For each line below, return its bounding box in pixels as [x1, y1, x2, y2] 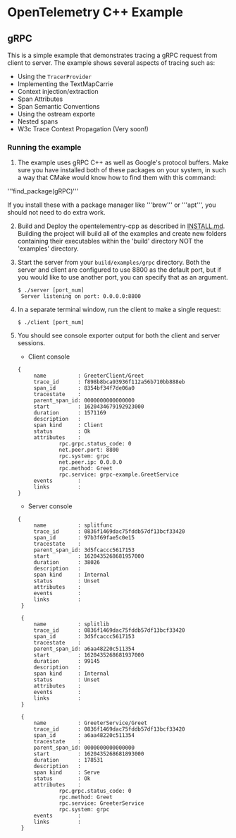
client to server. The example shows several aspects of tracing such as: [7, 59, 216, 67]
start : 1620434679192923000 [33, 403, 144, 410]
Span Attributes [17, 95, 63, 103]
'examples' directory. [17, 244, 79, 253]
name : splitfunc [33, 522, 113, 529]
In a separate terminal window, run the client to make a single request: [17, 305, 221, 314]
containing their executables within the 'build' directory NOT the [17, 237, 204, 246]
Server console [27, 502, 73, 510]
